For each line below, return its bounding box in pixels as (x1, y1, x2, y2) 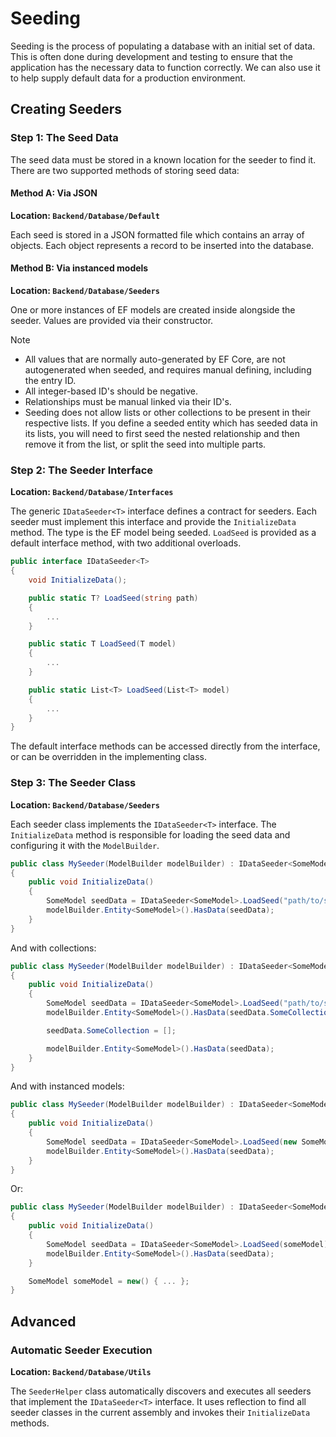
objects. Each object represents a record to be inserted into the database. (10, 239, 315, 251)
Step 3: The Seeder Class (10, 776, 137, 790)
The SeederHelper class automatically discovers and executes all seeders (10, 1385, 312, 1397)
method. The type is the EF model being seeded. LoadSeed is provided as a (10, 527, 317, 539)
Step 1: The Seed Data (10, 131, 119, 145)
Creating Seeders (10, 101, 123, 118)
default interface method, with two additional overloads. (10, 537, 242, 549)
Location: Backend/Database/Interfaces (10, 486, 174, 498)
